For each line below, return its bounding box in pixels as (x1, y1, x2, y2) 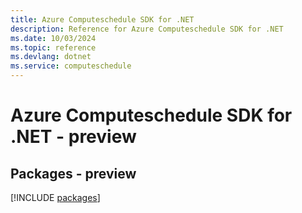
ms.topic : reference (10, 42, 97, 53)
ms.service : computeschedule (10, 61, 132, 71)
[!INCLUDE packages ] (10, 192, 101, 203)
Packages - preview (10, 165, 137, 182)
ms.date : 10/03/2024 (10, 33, 97, 43)
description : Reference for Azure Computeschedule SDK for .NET (10, 24, 284, 34)
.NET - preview (10, 126, 137, 148)
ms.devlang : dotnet (10, 52, 92, 62)
